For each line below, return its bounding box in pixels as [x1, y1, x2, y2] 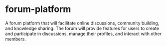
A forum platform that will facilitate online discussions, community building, [5, 20, 160, 26]
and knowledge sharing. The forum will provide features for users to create [5, 25, 160, 31]
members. [5, 36, 26, 42]
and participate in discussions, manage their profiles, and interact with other [5, 30, 162, 36]
